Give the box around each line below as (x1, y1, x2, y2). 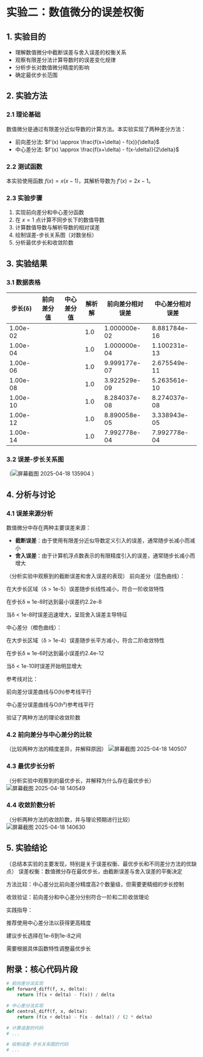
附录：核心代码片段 (6, 964, 78, 975)
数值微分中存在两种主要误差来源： (6, 524, 91, 531)
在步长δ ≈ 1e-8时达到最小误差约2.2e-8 (6, 598, 102, 605)
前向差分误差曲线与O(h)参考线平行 (6, 688, 92, 695)
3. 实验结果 (6, 258, 48, 269)
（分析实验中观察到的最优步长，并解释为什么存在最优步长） (6, 777, 155, 784)
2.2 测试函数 (6, 162, 43, 171)
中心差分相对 (154, 299, 192, 308)
